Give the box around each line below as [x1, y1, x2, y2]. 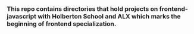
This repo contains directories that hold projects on [7, 5, 158, 13]
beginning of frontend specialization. [7, 20, 117, 28]
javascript [7, 12, 37, 20]
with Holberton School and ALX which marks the [37, 12, 181, 20]
